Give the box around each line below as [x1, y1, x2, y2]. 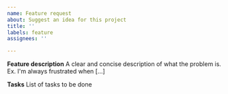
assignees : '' [7, 35, 48, 42]
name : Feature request [7, 10, 72, 17]
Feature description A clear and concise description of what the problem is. [7, 60, 222, 68]
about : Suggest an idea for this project [7, 16, 127, 23]
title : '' [7, 22, 35, 29]
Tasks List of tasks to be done [7, 80, 92, 89]
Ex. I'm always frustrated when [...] [7, 67, 106, 76]
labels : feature [7, 29, 53, 36]
